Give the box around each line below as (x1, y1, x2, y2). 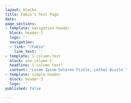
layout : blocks (5, 7, 37, 12)
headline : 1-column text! (9, 63, 64, 68)
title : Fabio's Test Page (5, 12, 59, 17)
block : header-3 (9, 77, 43, 82)
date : (5, 16, 16, 21)
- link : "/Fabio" (9, 44, 46, 49)
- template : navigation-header (5, 26, 70, 31)
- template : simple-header (5, 72, 61, 77)
